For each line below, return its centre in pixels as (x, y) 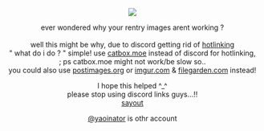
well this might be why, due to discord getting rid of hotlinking (132, 45)
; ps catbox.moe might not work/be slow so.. (132, 61)
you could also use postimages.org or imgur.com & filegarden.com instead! (132, 70)
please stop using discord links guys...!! (132, 94)
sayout (132, 103)
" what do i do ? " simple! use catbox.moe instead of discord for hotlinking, (132, 53)
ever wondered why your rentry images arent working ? (132, 27)
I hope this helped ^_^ (132, 86)
